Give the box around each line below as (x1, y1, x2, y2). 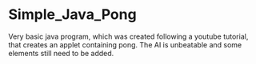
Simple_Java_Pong (8, 6, 138, 24)
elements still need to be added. (8, 48, 114, 58)
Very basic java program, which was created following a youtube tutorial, (8, 32, 249, 41)
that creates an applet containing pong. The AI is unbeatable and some (8, 40, 242, 49)
